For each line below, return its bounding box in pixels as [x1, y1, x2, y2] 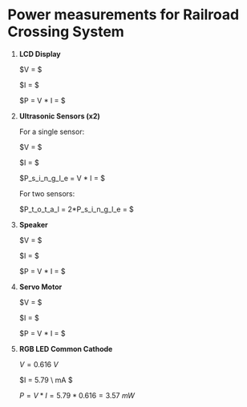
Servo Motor [18, 282, 63, 292]
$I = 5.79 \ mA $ [18, 375, 73, 385]
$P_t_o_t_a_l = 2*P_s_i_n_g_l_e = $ [18, 204, 134, 214]
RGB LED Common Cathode [18, 344, 113, 353]
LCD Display [18, 49, 61, 58]
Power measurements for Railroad [7, 6, 240, 24]
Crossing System [7, 22, 125, 41]
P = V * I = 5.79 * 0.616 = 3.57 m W [18, 390, 136, 400]
